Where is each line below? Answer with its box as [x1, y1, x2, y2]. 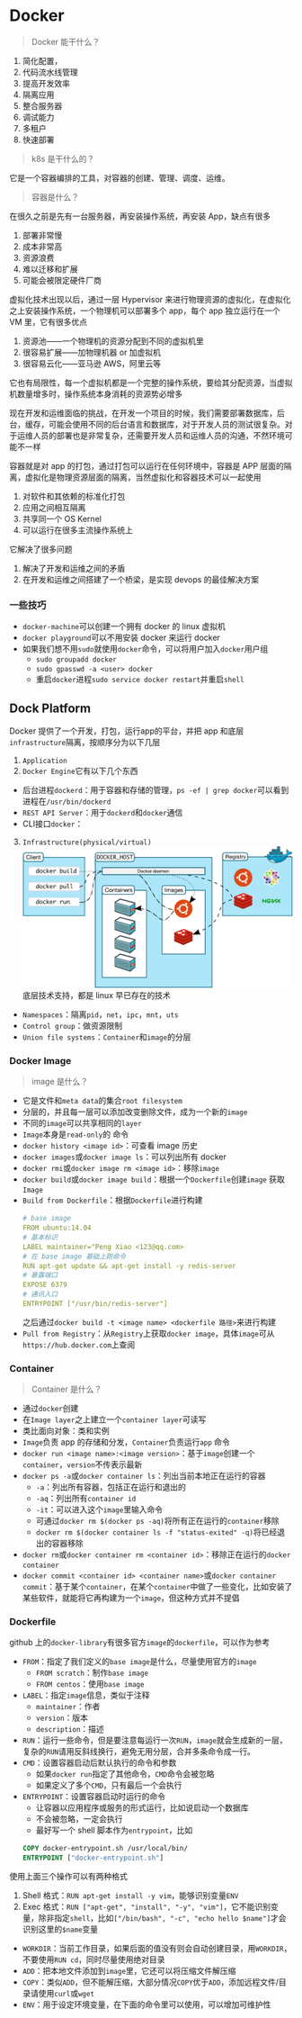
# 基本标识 [22, 1232, 58, 1242]
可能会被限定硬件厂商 [22, 275, 102, 285]
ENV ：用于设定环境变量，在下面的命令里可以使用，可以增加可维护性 [22, 1999, 271, 2010]
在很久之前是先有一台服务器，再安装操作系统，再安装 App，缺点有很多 [9, 211, 271, 221]
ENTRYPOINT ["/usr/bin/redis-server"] [22, 1300, 168, 1309]
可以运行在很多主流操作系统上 [22, 524, 133, 536]
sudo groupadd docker [35, 655, 117, 664]
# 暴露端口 [22, 1271, 58, 1280]
